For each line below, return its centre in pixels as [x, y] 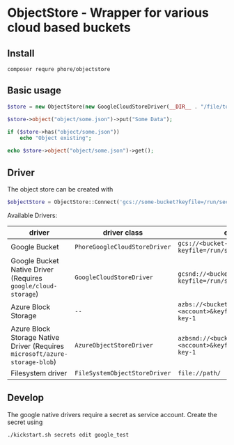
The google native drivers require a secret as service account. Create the [112, 414]
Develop [25, 398]
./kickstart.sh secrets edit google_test [68, 435]
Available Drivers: [32, 215]
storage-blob [32, 362]
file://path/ [199, 373]
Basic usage [34, 91]
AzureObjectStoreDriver [114, 345]
